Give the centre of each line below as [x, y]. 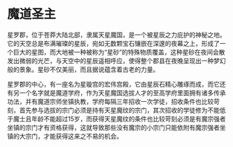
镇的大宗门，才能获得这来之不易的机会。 [65, 136]
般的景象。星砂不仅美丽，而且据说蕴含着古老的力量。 [83, 69]
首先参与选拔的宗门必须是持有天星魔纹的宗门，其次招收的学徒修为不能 [119, 110]
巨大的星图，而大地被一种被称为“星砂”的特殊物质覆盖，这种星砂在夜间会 [116, 52]
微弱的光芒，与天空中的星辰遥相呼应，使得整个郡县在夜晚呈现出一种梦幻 [122, 60]
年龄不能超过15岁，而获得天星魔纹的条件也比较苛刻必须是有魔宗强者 [128, 119]
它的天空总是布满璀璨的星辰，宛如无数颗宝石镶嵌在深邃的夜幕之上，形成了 [113, 43]
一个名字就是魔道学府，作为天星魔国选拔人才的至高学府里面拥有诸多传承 [122, 93]
